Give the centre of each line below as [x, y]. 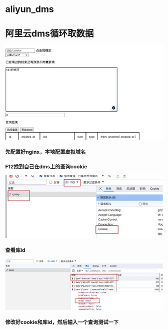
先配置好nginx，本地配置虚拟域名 [45, 152]
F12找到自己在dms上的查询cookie [46, 166]
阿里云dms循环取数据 [49, 34]
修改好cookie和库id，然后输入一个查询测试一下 [62, 322]
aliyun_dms [29, 9]
